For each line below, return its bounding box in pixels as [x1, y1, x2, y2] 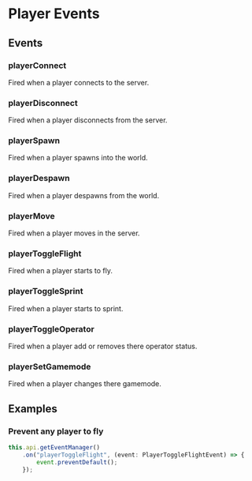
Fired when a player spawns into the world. [8, 153, 148, 163]
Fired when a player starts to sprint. [8, 303, 124, 313]
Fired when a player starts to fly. [8, 266, 113, 276]
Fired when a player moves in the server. [8, 228, 140, 238]
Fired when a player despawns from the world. [8, 190, 160, 200]
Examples [8, 402, 57, 415]
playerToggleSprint [8, 286, 83, 297]
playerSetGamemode [8, 361, 91, 372]
